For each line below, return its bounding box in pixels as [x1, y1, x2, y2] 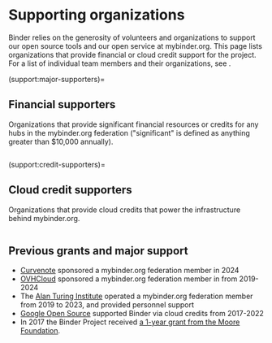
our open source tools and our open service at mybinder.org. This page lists [8, 41, 262, 50]
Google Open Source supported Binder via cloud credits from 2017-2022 [19, 309, 264, 319]
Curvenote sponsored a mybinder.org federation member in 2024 [19, 266, 240, 276]
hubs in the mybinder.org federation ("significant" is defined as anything [8, 128, 250, 137]
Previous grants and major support [8, 244, 188, 258]
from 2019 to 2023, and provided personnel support [19, 300, 195, 310]
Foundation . [19, 326, 61, 336]
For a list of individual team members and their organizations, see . [8, 59, 231, 68]
